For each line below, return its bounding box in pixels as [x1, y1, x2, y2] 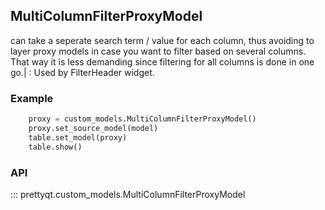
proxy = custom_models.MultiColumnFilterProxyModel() [28, 114, 257, 124]
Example [10, 91, 54, 105]
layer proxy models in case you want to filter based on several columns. [10, 45, 307, 57]
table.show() [28, 142, 83, 152]
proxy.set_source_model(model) [28, 123, 159, 133]
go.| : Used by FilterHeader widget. [10, 66, 155, 78]
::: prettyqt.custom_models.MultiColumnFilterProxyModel [10, 188, 246, 200]
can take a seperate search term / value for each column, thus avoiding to [10, 34, 315, 46]
